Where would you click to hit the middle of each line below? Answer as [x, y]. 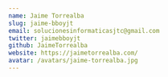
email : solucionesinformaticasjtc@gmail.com [84, 30]
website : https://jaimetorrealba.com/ [73, 53]
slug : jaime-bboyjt [41, 23]
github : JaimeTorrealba [48, 46]
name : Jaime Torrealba [46, 16]
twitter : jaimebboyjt [45, 38]
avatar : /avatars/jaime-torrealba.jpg [73, 61]
